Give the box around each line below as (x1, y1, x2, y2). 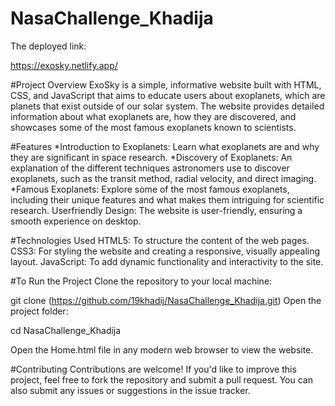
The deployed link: (10, 40, 87, 52)
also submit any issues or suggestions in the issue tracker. (10, 384, 251, 396)
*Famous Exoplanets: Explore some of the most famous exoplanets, (10, 183, 290, 195)
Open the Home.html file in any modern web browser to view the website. (10, 343, 314, 356)
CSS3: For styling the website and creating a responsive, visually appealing (10, 245, 321, 257)
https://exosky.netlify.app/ (10, 59, 118, 71)
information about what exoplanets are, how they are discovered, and (10, 110, 297, 122)
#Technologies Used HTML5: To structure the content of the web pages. (10, 234, 310, 246)
